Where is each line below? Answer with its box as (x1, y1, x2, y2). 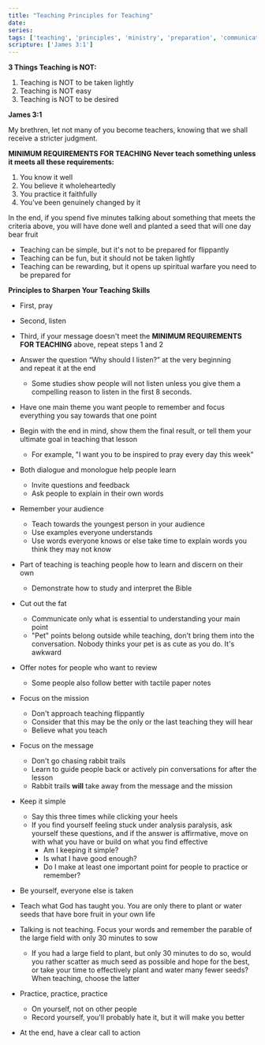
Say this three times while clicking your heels (31, 812, 178, 822)
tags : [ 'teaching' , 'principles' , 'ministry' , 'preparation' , (8, 33, 217, 42)
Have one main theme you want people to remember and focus (19, 403, 226, 412)
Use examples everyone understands (31, 528, 153, 537)
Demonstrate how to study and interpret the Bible (31, 583, 192, 593)
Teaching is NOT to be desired (19, 95, 119, 104)
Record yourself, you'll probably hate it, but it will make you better (31, 1013, 245, 1022)
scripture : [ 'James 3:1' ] (8, 41, 93, 49)
